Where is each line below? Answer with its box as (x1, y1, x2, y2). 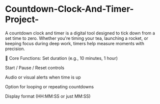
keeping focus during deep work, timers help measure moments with (5, 40, 145, 46)
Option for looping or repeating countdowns (5, 83, 94, 89)
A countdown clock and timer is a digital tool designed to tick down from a (5, 30, 156, 36)
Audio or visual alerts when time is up (5, 74, 81, 80)
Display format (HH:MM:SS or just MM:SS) (5, 93, 91, 99)
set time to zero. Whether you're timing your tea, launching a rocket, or (5, 35, 149, 41)
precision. (5, 46, 26, 52)
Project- (5, 14, 39, 25)
